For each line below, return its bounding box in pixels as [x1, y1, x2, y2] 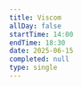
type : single [9, 64, 58, 73]
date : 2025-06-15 [9, 47, 74, 56]
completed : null [9, 55, 70, 64]
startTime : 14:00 [9, 30, 74, 39]
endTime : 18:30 [9, 38, 66, 47]
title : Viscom [9, 13, 62, 22]
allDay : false [9, 21, 62, 30]
